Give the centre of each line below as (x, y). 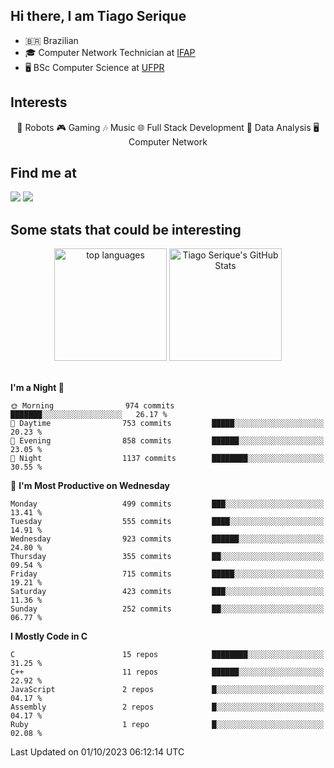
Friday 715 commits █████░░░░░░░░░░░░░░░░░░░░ (167, 574)
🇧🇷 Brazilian (51, 40)
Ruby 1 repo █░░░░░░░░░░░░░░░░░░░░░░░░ (167, 725)
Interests (39, 102)
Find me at (43, 173)
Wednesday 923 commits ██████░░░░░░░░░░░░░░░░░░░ (167, 539)
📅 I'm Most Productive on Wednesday (90, 486)
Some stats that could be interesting (126, 229)
